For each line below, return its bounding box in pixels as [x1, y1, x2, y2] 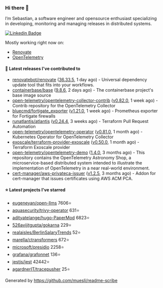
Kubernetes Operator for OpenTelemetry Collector [12, 134, 114, 140]
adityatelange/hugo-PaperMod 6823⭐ [12, 215, 90, 220]
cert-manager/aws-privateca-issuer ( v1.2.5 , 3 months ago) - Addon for [12, 170, 156, 176]
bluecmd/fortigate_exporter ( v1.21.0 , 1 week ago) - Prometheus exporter [12, 108, 158, 114]
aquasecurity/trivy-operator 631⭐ [12, 207, 80, 213]
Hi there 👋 [5, 4, 29, 11]
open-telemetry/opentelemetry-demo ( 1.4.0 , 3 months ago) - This [12, 149, 145, 155]
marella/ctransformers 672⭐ [12, 237, 70, 242]
